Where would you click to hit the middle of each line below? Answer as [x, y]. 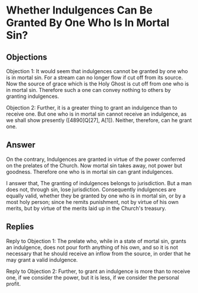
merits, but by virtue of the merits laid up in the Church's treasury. [86, 208]
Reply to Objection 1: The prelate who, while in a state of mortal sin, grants [96, 241]
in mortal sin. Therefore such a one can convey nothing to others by [88, 90]
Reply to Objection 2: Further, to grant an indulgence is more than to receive [98, 271]
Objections [27, 57]
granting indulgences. [33, 96]
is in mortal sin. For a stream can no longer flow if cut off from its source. [95, 78]
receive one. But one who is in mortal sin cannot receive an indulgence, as [96, 114]
